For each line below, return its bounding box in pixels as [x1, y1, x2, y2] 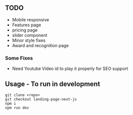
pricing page [12, 27, 38, 33]
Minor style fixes [12, 37, 46, 43]
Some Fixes [5, 54, 33, 61]
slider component [12, 32, 48, 38]
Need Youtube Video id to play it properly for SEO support [12, 66, 129, 72]
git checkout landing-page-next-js [5, 97, 77, 101]
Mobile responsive [12, 16, 50, 22]
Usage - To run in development [5, 80, 100, 88]
